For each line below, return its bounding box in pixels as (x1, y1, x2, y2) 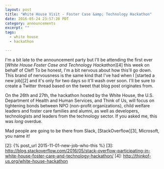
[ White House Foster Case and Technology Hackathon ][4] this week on (5, 62, 150, 68)
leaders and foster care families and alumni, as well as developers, (5, 108, 140, 114)
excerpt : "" (5, 25, 29, 30)
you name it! (5, 133, 30, 139)
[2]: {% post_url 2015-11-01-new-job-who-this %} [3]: (5, 143, 114, 148)
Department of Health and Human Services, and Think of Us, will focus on (5, 97, 155, 103)
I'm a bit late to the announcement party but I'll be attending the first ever (5, 57, 153, 63)
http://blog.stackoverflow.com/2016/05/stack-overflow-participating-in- (5, 147, 151, 153)
